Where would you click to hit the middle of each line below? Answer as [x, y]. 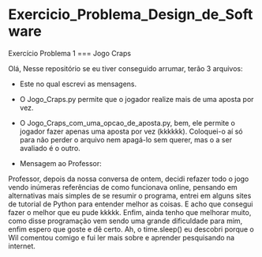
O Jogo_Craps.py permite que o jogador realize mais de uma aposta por [137, 99]
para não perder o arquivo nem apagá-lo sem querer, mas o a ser [126, 139]
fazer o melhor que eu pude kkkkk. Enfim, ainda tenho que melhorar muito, [130, 212]
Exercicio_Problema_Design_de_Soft [131, 15]
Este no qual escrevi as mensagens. [78, 84]
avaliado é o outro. [50, 148]
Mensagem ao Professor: [61, 163]
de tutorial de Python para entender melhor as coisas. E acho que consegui [131, 204]
